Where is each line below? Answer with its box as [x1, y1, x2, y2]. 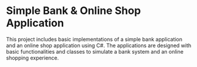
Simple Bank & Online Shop [6, 4, 141, 17]
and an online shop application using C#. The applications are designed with [6, 42, 192, 49]
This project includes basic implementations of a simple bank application [6, 36, 183, 43]
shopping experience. [6, 54, 59, 61]
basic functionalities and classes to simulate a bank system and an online [6, 48, 184, 55]
